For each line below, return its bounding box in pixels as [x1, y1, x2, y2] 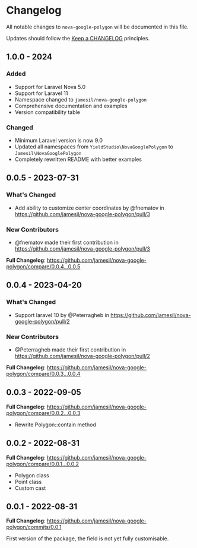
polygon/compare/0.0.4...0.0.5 [6, 262, 81, 270]
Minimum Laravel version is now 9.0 [14, 137, 103, 144]
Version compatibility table [14, 108, 80, 116]
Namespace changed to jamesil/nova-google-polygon [14, 96, 147, 103]
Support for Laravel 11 [14, 90, 68, 97]
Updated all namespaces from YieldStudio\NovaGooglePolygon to [14, 143, 174, 150]
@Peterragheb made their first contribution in [14, 346, 126, 353]
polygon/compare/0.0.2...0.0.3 [6, 409, 81, 416]
